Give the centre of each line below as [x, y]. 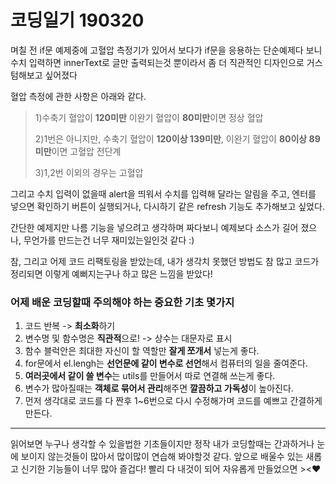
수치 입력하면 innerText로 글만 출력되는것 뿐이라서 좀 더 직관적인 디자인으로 [157, 62]
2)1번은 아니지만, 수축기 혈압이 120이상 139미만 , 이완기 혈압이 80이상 [171, 138]
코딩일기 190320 [77, 20]
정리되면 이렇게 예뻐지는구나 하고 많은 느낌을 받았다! [111, 273]
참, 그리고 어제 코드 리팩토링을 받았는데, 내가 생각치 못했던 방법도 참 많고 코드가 [165, 261]
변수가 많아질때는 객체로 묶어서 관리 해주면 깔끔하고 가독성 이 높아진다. [159, 388]
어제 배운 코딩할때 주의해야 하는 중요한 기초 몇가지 [122, 302]
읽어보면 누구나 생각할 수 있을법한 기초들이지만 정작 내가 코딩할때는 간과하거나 [162, 444]
